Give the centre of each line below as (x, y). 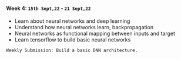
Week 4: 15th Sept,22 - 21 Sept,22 (48, 8)
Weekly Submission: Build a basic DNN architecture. (72, 51)
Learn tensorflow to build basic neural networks (73, 40)
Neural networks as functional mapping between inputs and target (95, 34)
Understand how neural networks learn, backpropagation (84, 27)
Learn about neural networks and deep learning (72, 21)
